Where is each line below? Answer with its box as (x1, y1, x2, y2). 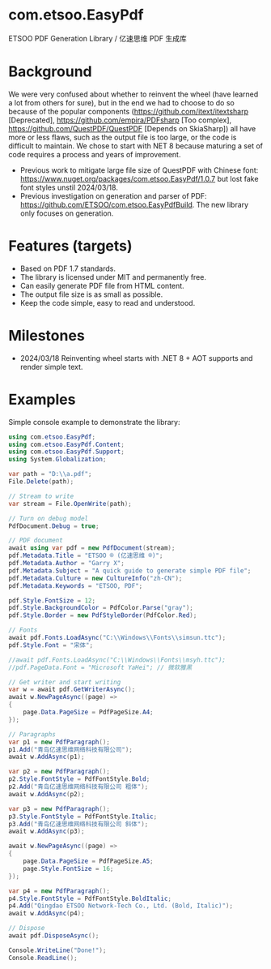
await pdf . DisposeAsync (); (8, 932, 100, 940)
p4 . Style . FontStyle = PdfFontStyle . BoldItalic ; (8, 894, 172, 903)
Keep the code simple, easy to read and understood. (19, 298, 196, 307)
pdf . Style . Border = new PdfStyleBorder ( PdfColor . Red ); (8, 611, 197, 620)
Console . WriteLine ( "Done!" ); (8, 946, 107, 954)
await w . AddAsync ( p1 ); (8, 752, 85, 761)
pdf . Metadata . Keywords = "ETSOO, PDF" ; (8, 581, 143, 590)
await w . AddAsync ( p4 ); (8, 910, 85, 918)
